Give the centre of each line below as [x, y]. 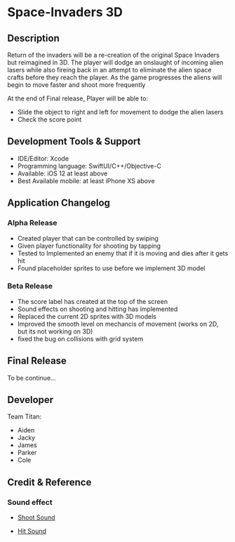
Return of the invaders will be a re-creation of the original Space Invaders [113, 55]
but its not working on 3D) [55, 331]
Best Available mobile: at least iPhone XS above [86, 180]
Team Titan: [25, 417]
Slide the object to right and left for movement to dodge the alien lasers [120, 112]
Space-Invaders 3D [65, 12]
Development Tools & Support [74, 141]
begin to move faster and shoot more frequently [76, 85]
